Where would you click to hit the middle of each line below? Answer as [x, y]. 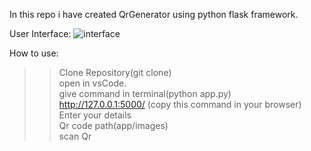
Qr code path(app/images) [113, 125]
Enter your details [95, 115]
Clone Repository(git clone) [115, 72]
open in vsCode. [92, 83]
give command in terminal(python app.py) [145, 93]
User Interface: [40, 33]
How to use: [34, 53]
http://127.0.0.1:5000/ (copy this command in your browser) [180, 104]
